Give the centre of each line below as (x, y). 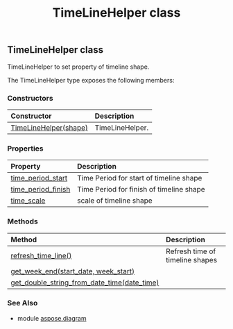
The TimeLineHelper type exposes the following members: (91, 80)
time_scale (28, 201)
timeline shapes (191, 260)
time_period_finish (41, 189)
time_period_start (39, 178)
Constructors (30, 98)
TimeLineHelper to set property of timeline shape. (78, 67)
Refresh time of (191, 251)
